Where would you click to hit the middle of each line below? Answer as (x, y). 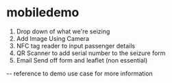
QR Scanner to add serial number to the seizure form (91, 53)
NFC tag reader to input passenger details (75, 46)
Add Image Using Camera (53, 38)
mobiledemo (43, 13)
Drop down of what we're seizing (63, 31)
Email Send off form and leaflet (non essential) (82, 60)
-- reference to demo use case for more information (80, 73)
